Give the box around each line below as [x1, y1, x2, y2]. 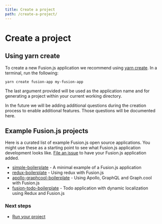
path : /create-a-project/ [5, 12, 57, 17]
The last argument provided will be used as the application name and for [5, 88, 150, 94]
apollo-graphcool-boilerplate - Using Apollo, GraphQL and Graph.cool [12, 175, 152, 181]
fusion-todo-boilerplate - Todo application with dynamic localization [12, 185, 148, 191]
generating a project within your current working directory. [5, 93, 122, 99]
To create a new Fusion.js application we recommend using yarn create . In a [5, 65, 158, 70]
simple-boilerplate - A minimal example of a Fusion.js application [12, 165, 142, 171]
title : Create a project [5, 7, 55, 12]
